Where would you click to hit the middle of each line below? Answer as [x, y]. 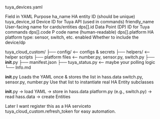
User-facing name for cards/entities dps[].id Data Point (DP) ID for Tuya [77, 27]
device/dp [15, 42]
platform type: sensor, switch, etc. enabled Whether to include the [72, 37]
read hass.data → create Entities [38, 97]
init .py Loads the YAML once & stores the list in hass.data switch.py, [74, 77]
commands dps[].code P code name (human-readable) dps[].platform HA [80, 32]
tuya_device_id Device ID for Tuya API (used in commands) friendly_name [80, 22]
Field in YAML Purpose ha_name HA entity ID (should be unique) [70, 16]
